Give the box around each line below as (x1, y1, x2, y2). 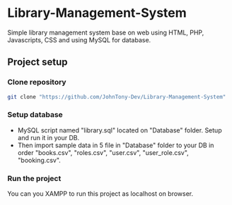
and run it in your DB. (17, 133, 80, 142)
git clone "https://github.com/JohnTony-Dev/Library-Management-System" (7, 93, 226, 100)
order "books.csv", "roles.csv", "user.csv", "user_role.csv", (17, 148, 189, 156)
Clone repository (7, 77, 66, 87)
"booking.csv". (17, 156, 62, 164)
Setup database (7, 110, 64, 120)
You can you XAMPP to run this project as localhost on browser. (7, 190, 194, 198)
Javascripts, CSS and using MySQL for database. (7, 35, 151, 44)
